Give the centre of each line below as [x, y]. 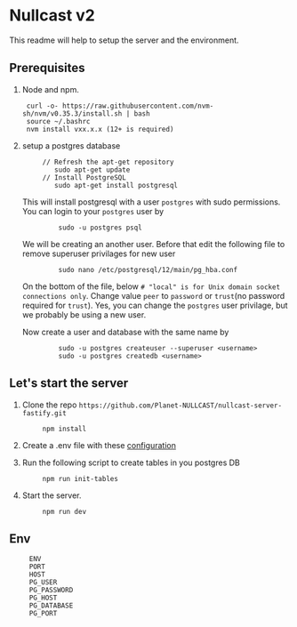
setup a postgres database [71, 145]
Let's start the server [69, 383]
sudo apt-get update [92, 170]
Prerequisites [47, 68]
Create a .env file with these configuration [99, 445]
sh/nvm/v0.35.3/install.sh [72, 113]
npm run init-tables [80, 478]
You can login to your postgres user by [93, 211]
